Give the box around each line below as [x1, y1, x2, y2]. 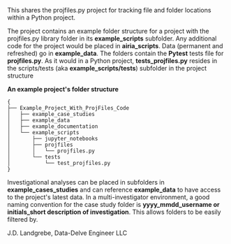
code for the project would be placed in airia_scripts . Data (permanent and [7, 42, 223, 50]
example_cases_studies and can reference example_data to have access [7, 185, 221, 194]
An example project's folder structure [7, 85, 119, 93]
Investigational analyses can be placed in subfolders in [7, 178, 165, 186]
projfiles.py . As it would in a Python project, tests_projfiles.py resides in [7, 57, 218, 65]
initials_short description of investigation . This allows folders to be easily [7, 208, 221, 216]
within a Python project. [7, 13, 75, 22]
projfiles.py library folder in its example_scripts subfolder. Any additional [7, 34, 217, 43]
